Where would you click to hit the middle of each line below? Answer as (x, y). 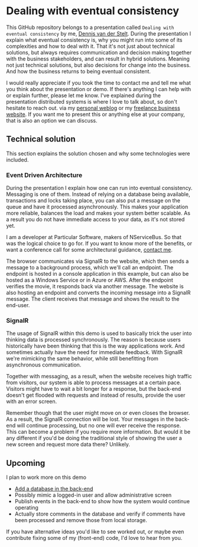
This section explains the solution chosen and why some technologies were (98, 153)
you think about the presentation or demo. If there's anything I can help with (98, 89)
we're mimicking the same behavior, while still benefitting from (82, 359)
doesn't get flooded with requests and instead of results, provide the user (96, 395)
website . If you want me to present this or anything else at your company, (95, 114)
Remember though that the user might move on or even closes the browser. (98, 413)
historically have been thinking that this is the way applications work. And (95, 346)
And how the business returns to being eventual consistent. (79, 71)
